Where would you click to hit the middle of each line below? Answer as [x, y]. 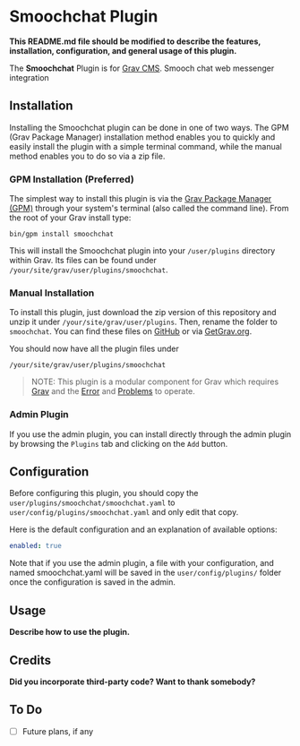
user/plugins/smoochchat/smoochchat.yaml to [92, 502]
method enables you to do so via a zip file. [87, 156]
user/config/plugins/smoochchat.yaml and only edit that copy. [124, 512]
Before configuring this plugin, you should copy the [104, 493]
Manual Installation [52, 293]
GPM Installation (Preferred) [72, 179]
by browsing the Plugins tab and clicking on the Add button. [119, 443]
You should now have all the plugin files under [94, 349]
